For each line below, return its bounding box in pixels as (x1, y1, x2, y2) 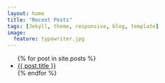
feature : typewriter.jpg (13, 36, 85, 43)
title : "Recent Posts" (7, 16, 72, 23)
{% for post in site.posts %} (17, 54, 97, 62)
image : (7, 29, 26, 36)
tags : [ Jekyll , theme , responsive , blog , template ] (7, 23, 159, 29)
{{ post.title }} (17, 62, 57, 70)
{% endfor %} (17, 69, 57, 78)
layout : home (7, 10, 45, 17)
